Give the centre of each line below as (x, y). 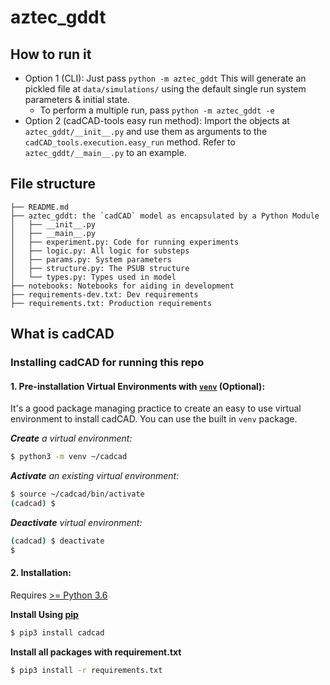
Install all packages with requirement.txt (96, 652)
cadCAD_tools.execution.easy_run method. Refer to (130, 142)
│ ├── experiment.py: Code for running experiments (125, 242)
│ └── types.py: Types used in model (93, 277)
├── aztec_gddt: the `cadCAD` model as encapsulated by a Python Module (165, 216)
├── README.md (40, 207)
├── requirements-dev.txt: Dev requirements (104, 294)
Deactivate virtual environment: (76, 522)
